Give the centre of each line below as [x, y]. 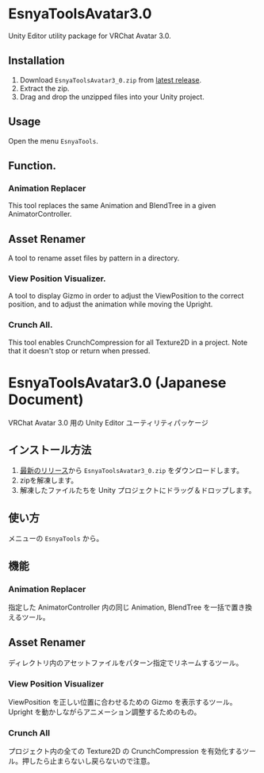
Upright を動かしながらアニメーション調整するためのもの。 [105, 712]
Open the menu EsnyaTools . [54, 140]
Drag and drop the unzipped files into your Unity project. [112, 97]
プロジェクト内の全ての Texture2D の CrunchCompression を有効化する [125, 752]
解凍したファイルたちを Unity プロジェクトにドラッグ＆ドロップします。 [138, 490]
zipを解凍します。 [49, 480]
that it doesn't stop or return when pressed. [79, 351]
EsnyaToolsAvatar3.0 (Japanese [117, 383]
